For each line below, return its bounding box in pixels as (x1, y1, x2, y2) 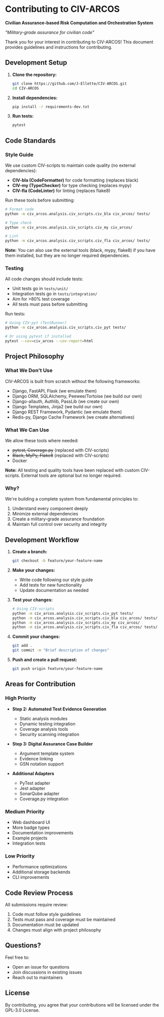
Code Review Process (5, 889, 74, 897)
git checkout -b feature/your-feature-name (12, 558, 103, 563)
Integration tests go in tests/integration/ (12, 291, 97, 297)
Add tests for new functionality (19, 582, 82, 588)
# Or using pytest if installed (5, 334, 71, 339)
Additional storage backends (12, 869, 71, 875)
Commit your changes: (12, 633, 60, 640)
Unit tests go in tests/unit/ (12, 285, 69, 292)
